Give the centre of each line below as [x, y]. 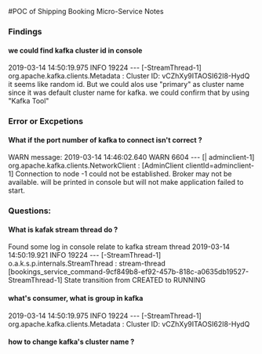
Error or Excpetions [46, 121]
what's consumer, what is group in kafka [76, 298]
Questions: [30, 211]
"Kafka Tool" [29, 101]
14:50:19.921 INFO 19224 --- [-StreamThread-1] [85, 255]
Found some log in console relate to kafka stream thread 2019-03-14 [119, 247]
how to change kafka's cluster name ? [71, 342]
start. [17, 190]
